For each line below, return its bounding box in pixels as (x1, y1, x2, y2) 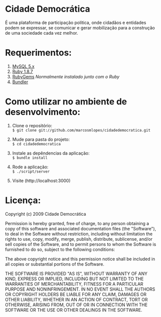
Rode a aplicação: (12, 164, 49, 170)
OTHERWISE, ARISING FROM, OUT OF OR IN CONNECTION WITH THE (5, 302, 148, 308)
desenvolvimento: (5, 107, 81, 118)
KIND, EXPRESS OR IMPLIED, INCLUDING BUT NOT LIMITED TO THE (5, 275, 144, 282)
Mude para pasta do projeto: (12, 136, 70, 142)
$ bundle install (12, 155, 48, 160)
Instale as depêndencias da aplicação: (12, 150, 90, 156)
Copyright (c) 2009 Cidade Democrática (5, 211, 87, 217)
